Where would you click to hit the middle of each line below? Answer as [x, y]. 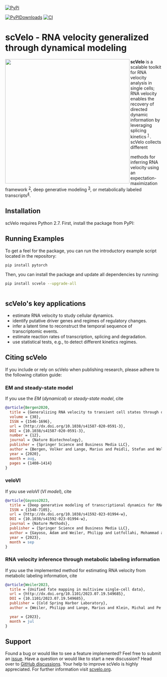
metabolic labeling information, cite [41, 576]
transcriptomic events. [35, 331]
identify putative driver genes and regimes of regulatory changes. [80, 321]
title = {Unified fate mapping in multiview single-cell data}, [78, 589]
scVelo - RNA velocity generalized [77, 38]
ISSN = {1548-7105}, [31, 510]
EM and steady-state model [39, 387]
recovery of [142, 104]
